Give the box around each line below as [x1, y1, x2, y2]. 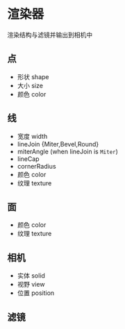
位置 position [17, 289, 55, 297]
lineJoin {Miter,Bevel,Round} [17, 140, 99, 148]
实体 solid [17, 271, 45, 280]
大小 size [17, 81, 44, 90]
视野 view [17, 280, 45, 289]
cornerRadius [17, 162, 57, 170]
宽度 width [17, 132, 48, 140]
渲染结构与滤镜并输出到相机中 [7, 31, 92, 39]
